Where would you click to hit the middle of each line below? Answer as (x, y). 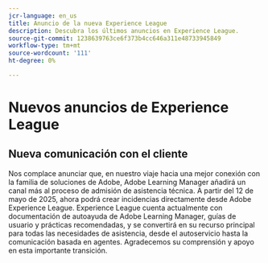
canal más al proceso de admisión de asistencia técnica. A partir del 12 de (131, 191)
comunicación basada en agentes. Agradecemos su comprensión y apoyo (132, 241)
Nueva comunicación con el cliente (98, 154)
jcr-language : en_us (43, 16)
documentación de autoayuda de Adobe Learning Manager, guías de (122, 216)
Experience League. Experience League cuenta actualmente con (115, 208)
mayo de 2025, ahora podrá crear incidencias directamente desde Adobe (130, 199)
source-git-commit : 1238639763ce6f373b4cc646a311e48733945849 (115, 38)
